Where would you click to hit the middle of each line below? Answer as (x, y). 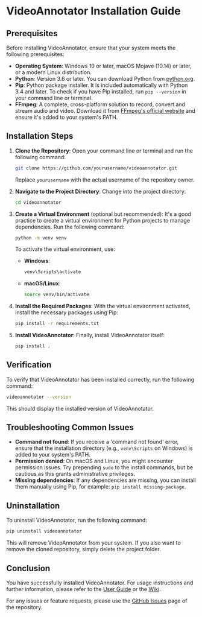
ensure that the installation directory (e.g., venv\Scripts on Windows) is (104, 448)
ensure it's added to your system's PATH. (66, 117)
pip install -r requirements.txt (57, 324)
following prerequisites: (35, 54)
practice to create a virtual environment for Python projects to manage (103, 220)
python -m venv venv (41, 238)
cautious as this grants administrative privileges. (75, 474)
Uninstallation (33, 506)
